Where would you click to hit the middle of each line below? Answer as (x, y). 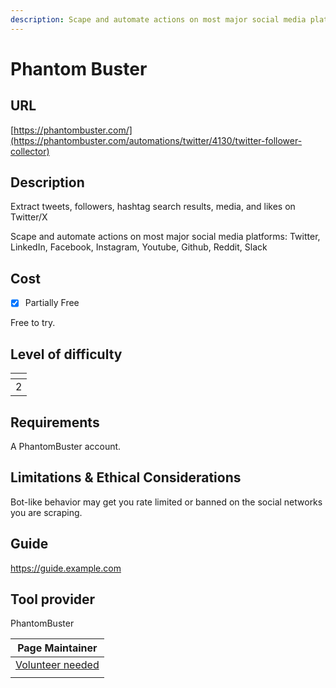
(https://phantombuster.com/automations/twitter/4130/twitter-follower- (156, 140)
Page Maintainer (57, 648)
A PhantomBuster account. (66, 446)
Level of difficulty (66, 354)
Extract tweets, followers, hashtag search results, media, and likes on (153, 207)
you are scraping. (46, 512)
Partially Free (52, 303)
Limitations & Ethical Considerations (126, 477)
